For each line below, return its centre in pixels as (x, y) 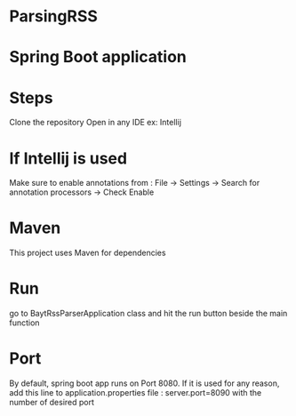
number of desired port (52, 403)
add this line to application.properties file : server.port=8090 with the (136, 393)
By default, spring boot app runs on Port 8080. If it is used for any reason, (144, 383)
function (24, 323)
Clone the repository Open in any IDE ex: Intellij (96, 123)
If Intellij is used (68, 158)
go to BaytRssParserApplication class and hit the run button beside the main (148, 314)
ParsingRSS (53, 16)
